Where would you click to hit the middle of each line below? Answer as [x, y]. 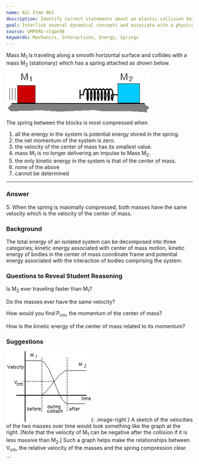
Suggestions [25, 341]
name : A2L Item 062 [30, 12]
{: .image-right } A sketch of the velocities [142, 420]
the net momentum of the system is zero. [65, 140]
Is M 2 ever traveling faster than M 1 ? [49, 290]
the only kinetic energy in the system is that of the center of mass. [95, 161]
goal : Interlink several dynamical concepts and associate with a [90, 25]
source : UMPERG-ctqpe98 [36, 31]
